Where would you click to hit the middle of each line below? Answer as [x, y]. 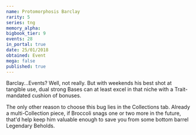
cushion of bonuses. [56, 96]
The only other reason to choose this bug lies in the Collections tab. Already [98, 107]
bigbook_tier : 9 [26, 34]
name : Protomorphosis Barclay [43, 11]
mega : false [21, 61]
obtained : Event [26, 55]
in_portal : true [26, 45]
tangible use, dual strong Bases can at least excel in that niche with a [90, 90]
